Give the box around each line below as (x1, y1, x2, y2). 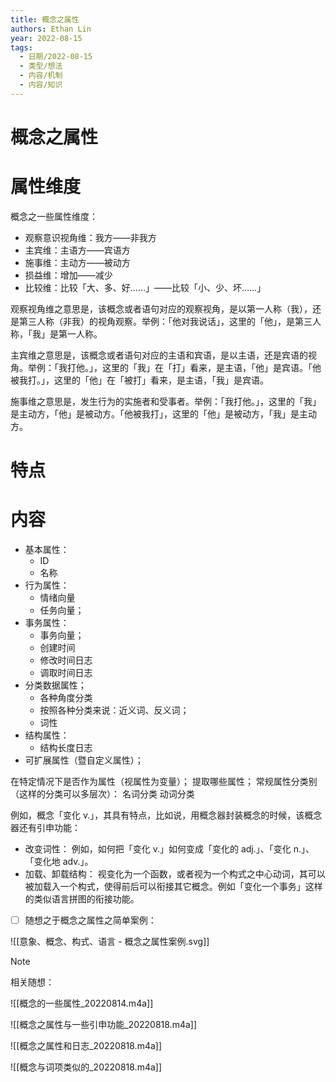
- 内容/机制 (19, 71, 63, 81)
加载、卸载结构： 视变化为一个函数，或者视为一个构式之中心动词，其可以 (24, 868, 326, 880)
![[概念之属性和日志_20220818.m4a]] (10, 1040, 163, 1052)
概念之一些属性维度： (10, 210, 98, 222)
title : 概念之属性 (10, 14, 80, 25)
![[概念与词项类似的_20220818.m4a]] (10, 1061, 163, 1073)
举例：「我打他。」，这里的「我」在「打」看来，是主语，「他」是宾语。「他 (27, 361, 322, 373)
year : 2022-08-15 (10, 33, 83, 43)
